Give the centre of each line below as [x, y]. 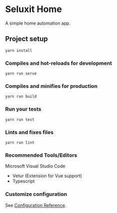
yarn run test [20, 120]
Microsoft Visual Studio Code [35, 166]
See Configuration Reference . [36, 205]
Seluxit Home [34, 9]
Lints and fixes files [29, 132]
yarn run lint [20, 142]
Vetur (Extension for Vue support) [47, 176]
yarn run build [21, 96]
